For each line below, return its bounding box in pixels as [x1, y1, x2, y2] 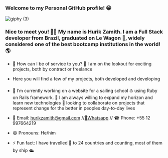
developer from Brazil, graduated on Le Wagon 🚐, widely [5, 34, 145, 41]
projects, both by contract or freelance [12, 66, 93, 72]
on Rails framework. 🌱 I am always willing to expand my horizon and [12, 94, 153, 100]
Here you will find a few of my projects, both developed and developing [12, 75, 160, 81]
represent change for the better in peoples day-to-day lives [12, 105, 135, 111]
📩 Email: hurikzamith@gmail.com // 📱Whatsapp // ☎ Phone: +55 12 [12, 114, 150, 120]
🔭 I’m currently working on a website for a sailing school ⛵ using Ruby [12, 87, 158, 93]
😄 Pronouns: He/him [12, 129, 56, 135]
